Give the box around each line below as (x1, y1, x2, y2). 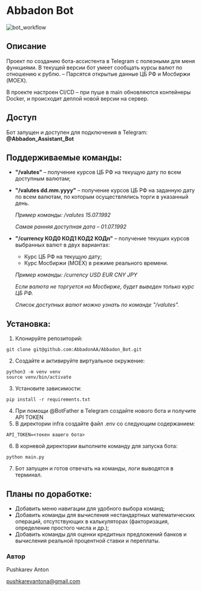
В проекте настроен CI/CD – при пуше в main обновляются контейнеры (6, 88, 191, 96)
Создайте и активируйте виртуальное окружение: (15, 357, 145, 364)
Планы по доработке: (6, 489, 93, 499)
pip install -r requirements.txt (6, 396, 91, 403)
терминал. (15, 471, 42, 479)
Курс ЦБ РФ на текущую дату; (24, 253, 102, 261)
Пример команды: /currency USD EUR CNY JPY (15, 271, 138, 279)
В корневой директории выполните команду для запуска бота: (15, 442, 178, 450)
